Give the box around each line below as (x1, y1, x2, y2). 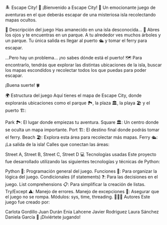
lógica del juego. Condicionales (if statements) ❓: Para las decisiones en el (5, 174, 158, 180)
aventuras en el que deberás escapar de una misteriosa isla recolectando (5, 12, 156, 17)
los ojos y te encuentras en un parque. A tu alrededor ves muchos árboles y (5, 32, 161, 38)
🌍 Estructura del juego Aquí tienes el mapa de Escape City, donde (5, 92, 142, 98)
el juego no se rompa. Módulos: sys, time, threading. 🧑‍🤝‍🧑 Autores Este (5, 194, 151, 200)
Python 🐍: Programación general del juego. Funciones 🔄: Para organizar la (5, 168, 157, 174)
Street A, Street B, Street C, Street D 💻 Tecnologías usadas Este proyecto (5, 152, 157, 157)
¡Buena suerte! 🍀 (5, 82, 40, 88)
